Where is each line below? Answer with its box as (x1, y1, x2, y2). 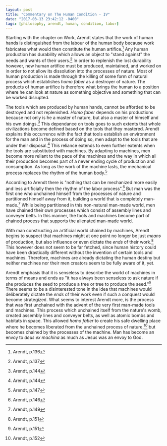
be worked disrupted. (5, 94, 50, 100)
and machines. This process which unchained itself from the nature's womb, (5, 307, 162, 313)
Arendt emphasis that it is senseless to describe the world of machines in (5, 269, 156, 275)
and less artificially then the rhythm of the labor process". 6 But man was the (5, 185, 161, 191)
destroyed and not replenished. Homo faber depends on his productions (5, 109, 154, 115)
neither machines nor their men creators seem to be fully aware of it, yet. (5, 260, 155, 266)
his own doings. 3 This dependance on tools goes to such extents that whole (5, 120, 161, 127)
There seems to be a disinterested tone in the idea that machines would (5, 286, 152, 292)
